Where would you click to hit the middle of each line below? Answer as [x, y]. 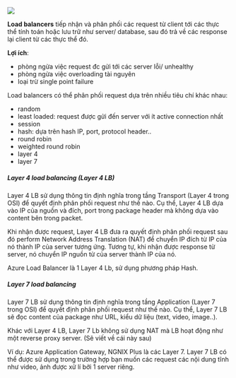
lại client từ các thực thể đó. [48, 39]
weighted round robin [49, 146]
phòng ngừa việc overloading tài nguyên [76, 74]
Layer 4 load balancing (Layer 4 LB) [61, 177]
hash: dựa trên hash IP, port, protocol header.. [84, 131]
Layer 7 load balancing [42, 284]
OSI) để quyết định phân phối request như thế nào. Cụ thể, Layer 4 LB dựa [116, 203]
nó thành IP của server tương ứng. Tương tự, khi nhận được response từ [111, 247]
